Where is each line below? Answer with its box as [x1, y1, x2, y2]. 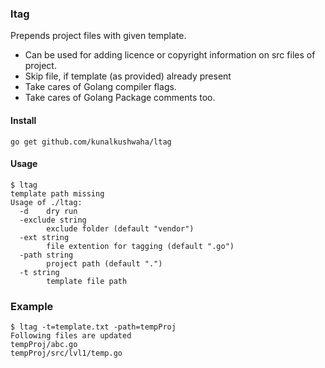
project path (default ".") [46, 258, 163, 269]
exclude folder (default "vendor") [46, 223, 195, 234]
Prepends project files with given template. [10, 30, 187, 42]
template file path [46, 276, 128, 286]
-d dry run [19, 206, 78, 216]
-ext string [19, 232, 70, 242]
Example [10, 299, 54, 313]
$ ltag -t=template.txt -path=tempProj [10, 322, 177, 332]
